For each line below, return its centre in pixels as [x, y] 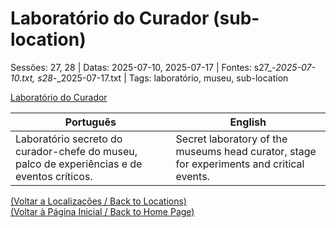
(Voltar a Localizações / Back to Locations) [98, 201]
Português [90, 122]
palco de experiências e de [79, 164]
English [248, 122]
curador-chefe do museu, [76, 151]
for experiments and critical [240, 164]
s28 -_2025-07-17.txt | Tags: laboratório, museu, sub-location [163, 78]
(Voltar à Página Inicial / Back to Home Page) [102, 211]
